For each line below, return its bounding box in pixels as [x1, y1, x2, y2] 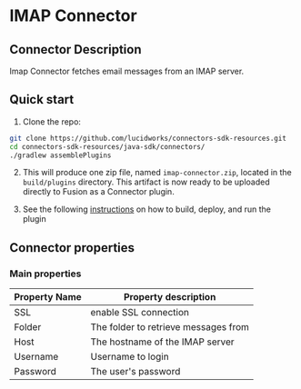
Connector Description [9, 42, 143, 57]
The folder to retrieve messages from [90, 321, 250, 334]
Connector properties [9, 240, 135, 255]
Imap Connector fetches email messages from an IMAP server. [9, 65, 245, 76]
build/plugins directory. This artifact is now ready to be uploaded [22, 176, 270, 187]
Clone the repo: [22, 115, 82, 127]
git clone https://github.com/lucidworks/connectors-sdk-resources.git [9, 134, 286, 143]
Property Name [14, 291, 82, 304]
